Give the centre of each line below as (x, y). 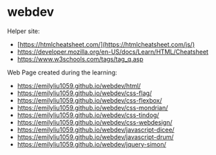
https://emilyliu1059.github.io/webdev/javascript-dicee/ (96, 130)
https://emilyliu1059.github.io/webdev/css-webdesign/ (95, 122)
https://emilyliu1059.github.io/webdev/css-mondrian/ (92, 107)
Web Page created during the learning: (62, 72)
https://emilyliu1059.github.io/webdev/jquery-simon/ (92, 144)
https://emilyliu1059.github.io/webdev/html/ (79, 85)
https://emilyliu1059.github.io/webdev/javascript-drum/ (95, 137)
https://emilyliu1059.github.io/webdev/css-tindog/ (88, 115)
